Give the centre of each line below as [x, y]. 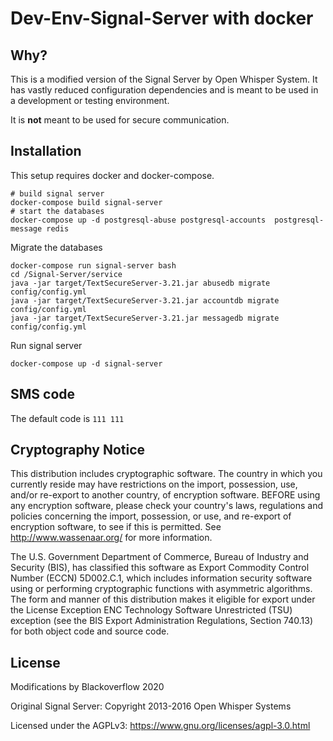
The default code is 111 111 [67, 418]
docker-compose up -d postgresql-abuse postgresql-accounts [138, 220]
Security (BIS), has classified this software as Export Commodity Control [160, 568]
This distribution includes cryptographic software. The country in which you [166, 474]
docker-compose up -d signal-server [86, 363]
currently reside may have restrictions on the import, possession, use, [154, 484]
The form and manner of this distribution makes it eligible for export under [163, 599]
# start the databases [57, 211]
